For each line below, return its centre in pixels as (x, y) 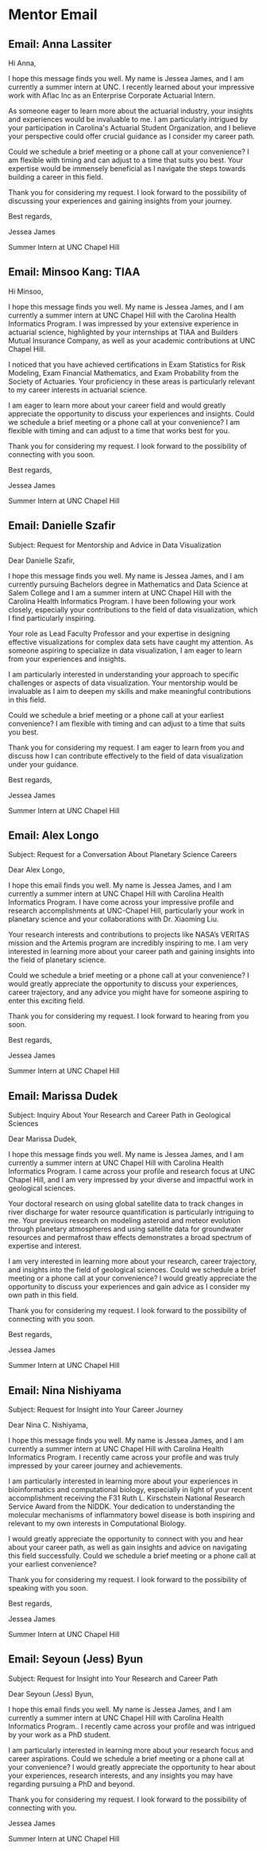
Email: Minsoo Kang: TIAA (74, 272)
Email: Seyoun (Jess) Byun (76, 1660)
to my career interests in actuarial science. (78, 390)
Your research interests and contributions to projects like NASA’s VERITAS (129, 935)
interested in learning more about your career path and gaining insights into (132, 952)
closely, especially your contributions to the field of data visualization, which (133, 610)
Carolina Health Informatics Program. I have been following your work (122, 601)
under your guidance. (44, 764)
